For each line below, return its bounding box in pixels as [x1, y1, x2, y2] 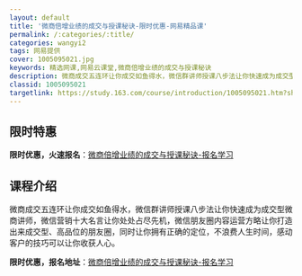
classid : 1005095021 [9, 80, 87, 89]
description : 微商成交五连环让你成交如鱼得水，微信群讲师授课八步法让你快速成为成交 [9, 72, 289, 81]
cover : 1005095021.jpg [9, 55, 94, 64]
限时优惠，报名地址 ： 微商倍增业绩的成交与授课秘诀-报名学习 [9, 257, 234, 268]
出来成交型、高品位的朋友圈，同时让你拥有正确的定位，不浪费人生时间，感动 [9, 227, 293, 237]
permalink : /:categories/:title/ [9, 30, 135, 39]
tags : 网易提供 [9, 47, 61, 56]
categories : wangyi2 [9, 38, 87, 48]
